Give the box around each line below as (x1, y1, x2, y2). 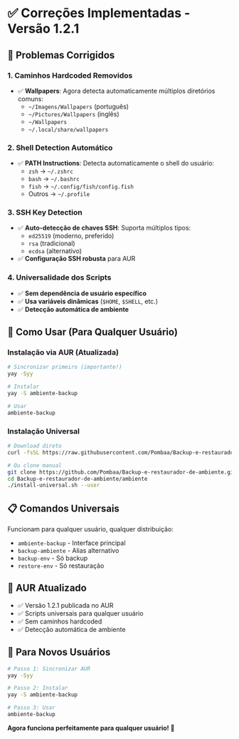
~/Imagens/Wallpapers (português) (28, 102, 129, 111)
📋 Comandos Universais (7, 502, 119, 514)
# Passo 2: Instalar (7, 685, 69, 692)
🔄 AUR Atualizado (7, 582, 87, 594)
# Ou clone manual (7, 462, 62, 469)
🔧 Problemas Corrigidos (7, 49, 115, 61)
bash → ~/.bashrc (28, 175, 80, 183)
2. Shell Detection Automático (7, 143, 113, 153)
